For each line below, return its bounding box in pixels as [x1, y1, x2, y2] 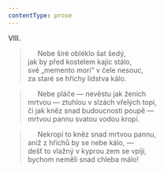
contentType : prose [8, 11, 73, 20]
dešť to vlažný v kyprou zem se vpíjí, [27, 146, 147, 155]
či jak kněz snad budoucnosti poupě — [27, 106, 155, 115]
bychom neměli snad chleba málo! [27, 155, 140, 164]
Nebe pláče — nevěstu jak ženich [37, 88, 147, 99]
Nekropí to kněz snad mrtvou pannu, [37, 129, 156, 139]
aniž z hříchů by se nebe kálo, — [27, 137, 134, 147]
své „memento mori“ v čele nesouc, [27, 65, 144, 75]
